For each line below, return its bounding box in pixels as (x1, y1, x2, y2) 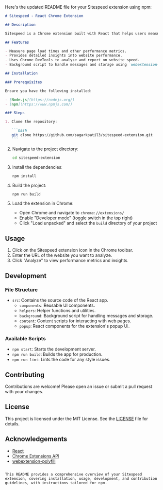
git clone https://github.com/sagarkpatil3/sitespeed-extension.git (11, 133, 153, 138)
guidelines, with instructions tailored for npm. (5, 480, 108, 485)
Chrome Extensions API (12, 453, 60, 459)
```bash (11, 128, 27, 133)
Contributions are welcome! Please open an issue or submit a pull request (5, 384, 153, 389)
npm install (12, 174, 36, 178)
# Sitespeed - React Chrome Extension (5, 14, 83, 18)
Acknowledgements (5, 435, 67, 443)
